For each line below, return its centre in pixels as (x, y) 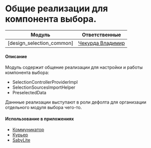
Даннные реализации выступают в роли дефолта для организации (76, 102)
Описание (16, 56)
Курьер (20, 135)
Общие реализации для (56, 9)
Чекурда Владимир (101, 43)
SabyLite (21, 140)
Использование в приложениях (40, 118)
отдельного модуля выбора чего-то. (44, 108)
